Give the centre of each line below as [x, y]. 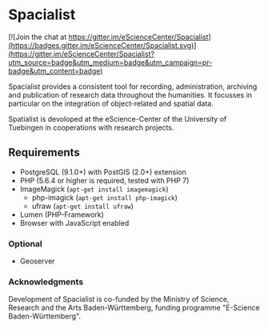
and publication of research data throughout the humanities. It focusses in [130, 94]
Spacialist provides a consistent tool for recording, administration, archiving [133, 86]
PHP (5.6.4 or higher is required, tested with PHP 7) [104, 180]
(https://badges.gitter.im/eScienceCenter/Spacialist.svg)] [102, 45]
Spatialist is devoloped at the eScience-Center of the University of [118, 118]
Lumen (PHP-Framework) [62, 215]
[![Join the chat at [38, 37]
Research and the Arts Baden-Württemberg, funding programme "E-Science [134, 308]
